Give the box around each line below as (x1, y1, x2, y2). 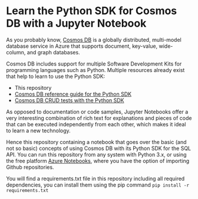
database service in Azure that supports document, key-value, (6, 43, 158, 50)
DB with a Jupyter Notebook (6, 17, 147, 30)
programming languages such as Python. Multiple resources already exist (6, 66, 185, 73)
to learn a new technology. (6, 127, 71, 134)
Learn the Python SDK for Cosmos (6, 4, 177, 18)
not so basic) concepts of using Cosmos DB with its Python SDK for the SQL (6, 145, 192, 152)
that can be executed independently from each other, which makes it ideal (6, 120, 186, 128)
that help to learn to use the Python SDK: (6, 73, 105, 80)
